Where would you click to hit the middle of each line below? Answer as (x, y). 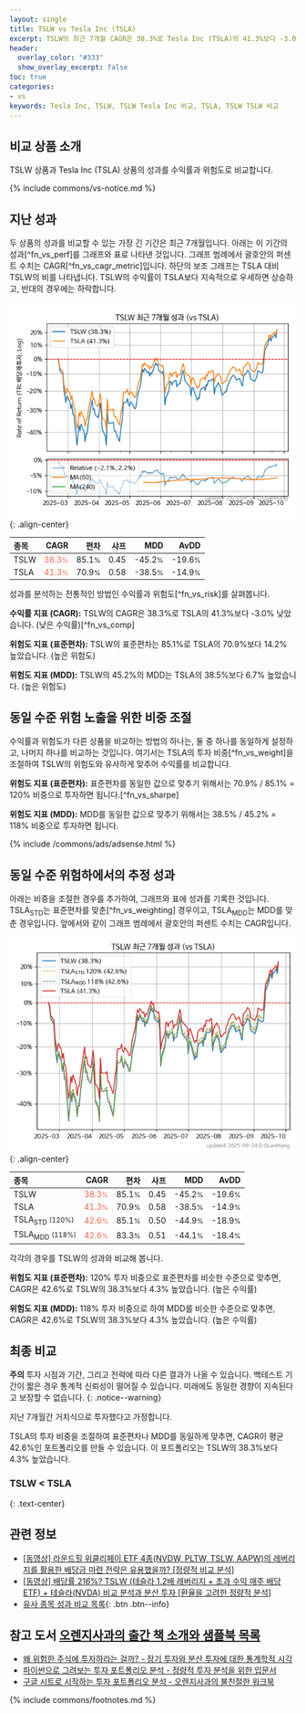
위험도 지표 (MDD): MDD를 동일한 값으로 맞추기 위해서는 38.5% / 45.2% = (143, 814)
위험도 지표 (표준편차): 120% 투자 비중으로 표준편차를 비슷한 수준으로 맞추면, (145, 1277)
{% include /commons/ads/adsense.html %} (92, 844)
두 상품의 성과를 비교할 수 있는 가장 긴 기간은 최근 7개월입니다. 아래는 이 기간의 (149, 243)
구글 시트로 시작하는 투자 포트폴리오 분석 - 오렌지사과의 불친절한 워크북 (148, 1682)
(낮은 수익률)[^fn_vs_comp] (85, 625)
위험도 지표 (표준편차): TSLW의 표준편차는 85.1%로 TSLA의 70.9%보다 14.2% (148, 644)
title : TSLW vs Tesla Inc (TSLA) (73, 29)
